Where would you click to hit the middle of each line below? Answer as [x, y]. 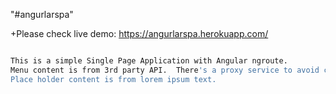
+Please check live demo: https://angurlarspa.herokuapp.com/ [139, 33]
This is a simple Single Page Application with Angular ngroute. [149, 61]
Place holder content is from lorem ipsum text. [113, 79]
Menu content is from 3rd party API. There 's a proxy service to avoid [165, 70]
